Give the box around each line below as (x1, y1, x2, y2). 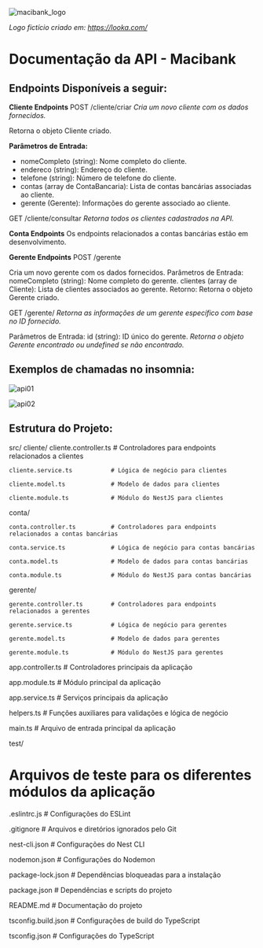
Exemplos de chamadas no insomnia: (9, 363, 195, 376)
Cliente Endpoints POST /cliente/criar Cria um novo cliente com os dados (9, 102, 249, 112)
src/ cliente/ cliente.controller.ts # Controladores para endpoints (9, 443, 217, 452)
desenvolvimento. (9, 237, 67, 246)
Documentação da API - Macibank (9, 50, 236, 69)
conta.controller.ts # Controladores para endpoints (9, 523, 217, 531)
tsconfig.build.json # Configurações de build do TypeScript (9, 916, 200, 925)
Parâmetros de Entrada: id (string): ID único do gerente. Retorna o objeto (9, 331, 244, 341)
